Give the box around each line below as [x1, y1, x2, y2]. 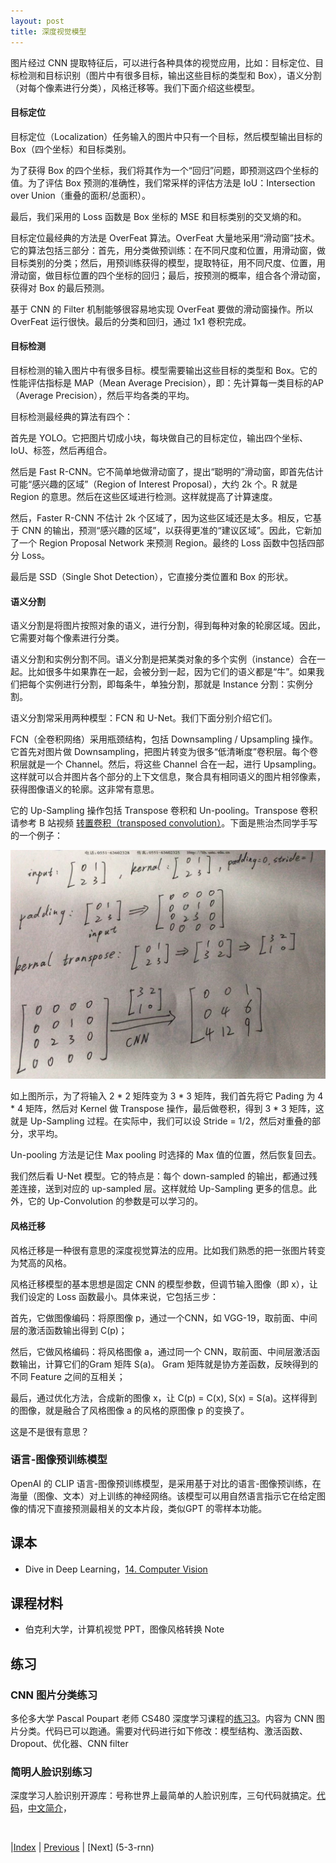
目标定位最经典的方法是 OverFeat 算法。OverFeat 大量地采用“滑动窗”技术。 [10, 231, 320, 244]
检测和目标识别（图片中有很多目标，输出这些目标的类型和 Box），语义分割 [18, 69, 322, 81]
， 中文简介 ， [19, 1802, 72, 1814]
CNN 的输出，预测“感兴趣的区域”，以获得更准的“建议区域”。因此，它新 [21, 524, 313, 536]
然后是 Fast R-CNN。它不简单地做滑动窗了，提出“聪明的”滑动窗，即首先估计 [10, 465, 324, 477]
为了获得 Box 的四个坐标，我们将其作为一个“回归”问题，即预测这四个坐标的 [10, 164, 320, 176]
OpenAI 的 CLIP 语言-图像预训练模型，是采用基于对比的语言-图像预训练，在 [10, 1477, 322, 1489]
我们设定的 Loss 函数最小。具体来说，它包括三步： [10, 1290, 219, 1302]
